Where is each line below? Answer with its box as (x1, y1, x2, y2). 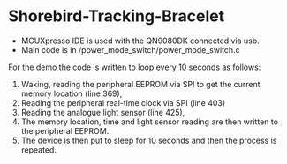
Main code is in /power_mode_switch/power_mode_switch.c (20, 44, 240, 55)
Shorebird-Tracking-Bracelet (8, 6, 225, 26)
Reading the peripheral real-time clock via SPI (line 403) (20, 97, 226, 108)
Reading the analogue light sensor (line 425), (20, 107, 185, 117)
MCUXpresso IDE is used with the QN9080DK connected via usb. (20, 35, 260, 46)
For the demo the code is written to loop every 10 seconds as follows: (8, 62, 261, 72)
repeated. (20, 144, 57, 155)
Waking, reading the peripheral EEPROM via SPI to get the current (20, 78, 261, 89)
